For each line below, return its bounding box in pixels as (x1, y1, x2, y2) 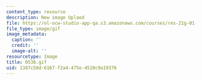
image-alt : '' (11, 48, 47, 54)
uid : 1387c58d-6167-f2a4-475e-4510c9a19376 (6, 64, 117, 71)
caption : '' (11, 37, 42, 43)
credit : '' (11, 43, 39, 49)
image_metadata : (6, 31, 47, 37)
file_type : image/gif (6, 25, 61, 32)
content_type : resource (6, 8, 66, 15)
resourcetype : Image (6, 54, 58, 60)
